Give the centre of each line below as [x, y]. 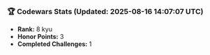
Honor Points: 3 [40, 37]
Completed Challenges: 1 [54, 44]
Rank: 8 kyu [35, 29]
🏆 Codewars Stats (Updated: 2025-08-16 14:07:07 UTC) [105, 11]
